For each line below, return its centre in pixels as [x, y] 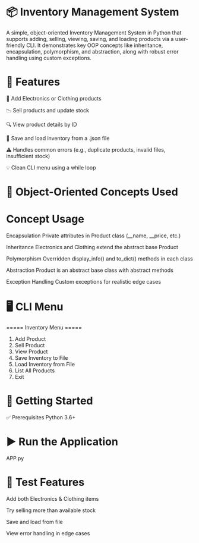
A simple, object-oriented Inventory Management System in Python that [94, 32]
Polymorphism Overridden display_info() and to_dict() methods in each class [99, 259]
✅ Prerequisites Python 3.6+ [41, 417]
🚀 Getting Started [50, 401]
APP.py [15, 458]
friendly [16, 45]
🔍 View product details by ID [42, 124]
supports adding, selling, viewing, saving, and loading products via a [90, 39]
